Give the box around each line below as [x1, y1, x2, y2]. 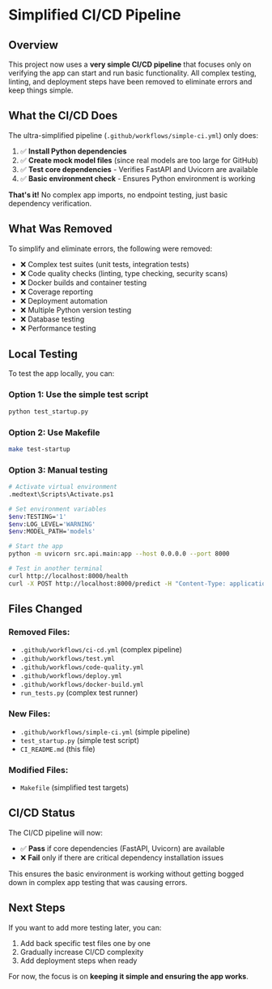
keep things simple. [8, 85, 74, 95]
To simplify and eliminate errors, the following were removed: [8, 244, 213, 253]
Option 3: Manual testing [8, 464, 108, 476]
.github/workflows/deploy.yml [19, 672, 123, 680]
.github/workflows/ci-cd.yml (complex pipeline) [19, 645, 182, 654]
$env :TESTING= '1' [8, 512, 67, 520]
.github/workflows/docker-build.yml [19, 680, 144, 689]
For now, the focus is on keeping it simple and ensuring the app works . [8, 971, 249, 981]
